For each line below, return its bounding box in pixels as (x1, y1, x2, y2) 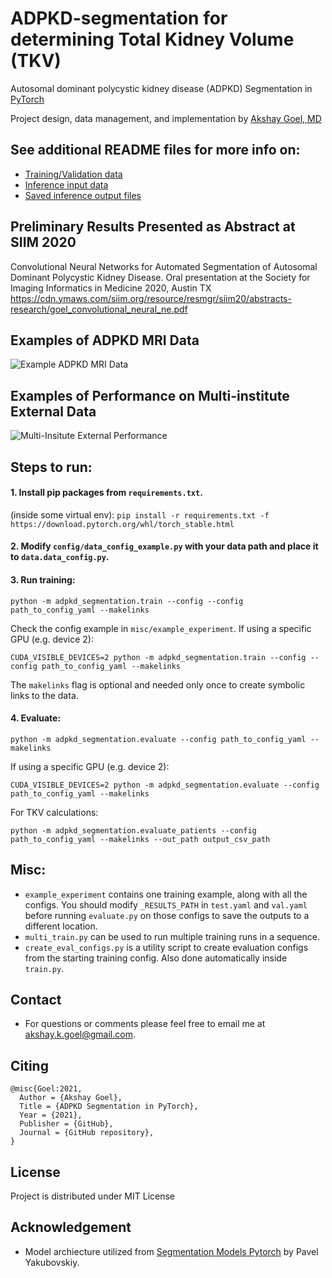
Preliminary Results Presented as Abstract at (10, 218, 296, 236)
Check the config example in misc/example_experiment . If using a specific (10, 622, 312, 634)
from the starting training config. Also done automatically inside (24, 952, 288, 964)
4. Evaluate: (10, 712, 62, 724)
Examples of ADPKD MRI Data (10, 332, 200, 349)
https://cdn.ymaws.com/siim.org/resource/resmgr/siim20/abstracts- (10, 292, 292, 304)
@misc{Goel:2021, (10, 1084, 83, 1094)
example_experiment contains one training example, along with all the (24, 888, 308, 900)
